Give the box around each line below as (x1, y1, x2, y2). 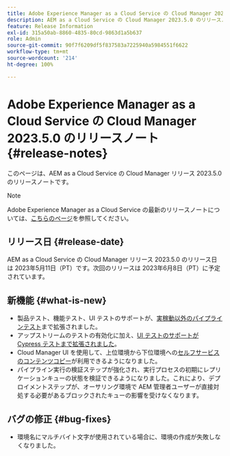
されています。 (7, 272, 49, 281)
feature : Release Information (7, 23, 94, 29)
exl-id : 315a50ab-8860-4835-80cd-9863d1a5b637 (7, 29, 142, 36)
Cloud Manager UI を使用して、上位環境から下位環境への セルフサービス (16, 348, 220, 357)
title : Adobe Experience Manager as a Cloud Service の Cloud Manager (7, 10, 212, 17)
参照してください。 (78, 214, 133, 222)
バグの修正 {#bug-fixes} (7, 413, 112, 425)
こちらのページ (30, 214, 73, 222)
